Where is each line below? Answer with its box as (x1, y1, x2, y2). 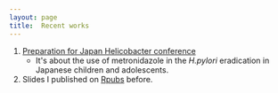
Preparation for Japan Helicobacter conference (21, 45, 196, 56)
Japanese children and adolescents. (35, 64, 169, 75)
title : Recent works (9, 21, 90, 30)
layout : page (9, 12, 58, 22)
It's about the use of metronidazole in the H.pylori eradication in (35, 55, 270, 66)
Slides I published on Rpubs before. (21, 74, 153, 84)
